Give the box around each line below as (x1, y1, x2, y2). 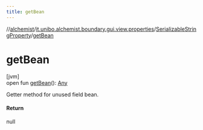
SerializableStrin (156, 25, 197, 32)
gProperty (6, 31, 31, 39)
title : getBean (6, 8, 45, 15)
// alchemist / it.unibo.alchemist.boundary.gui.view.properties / (6, 25, 156, 32)
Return (6, 105, 24, 112)
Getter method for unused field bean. (6, 91, 99, 98)
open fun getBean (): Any (6, 79, 68, 86)
